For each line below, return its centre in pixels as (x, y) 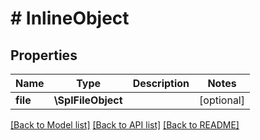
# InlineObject (70, 18)
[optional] (222, 100)
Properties (44, 55)
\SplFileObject (88, 100)
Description (161, 83)
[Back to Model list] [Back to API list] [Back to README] (125, 125)
